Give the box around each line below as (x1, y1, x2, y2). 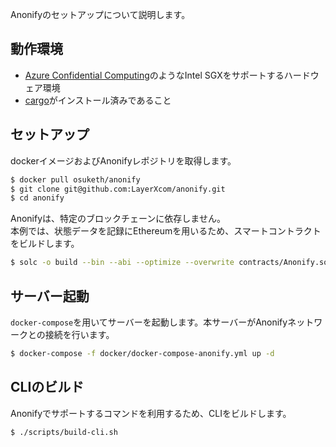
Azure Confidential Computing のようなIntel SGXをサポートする (24, 69, 285, 81)
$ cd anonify (10, 193, 65, 203)
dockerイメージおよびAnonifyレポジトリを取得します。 (10, 154, 237, 167)
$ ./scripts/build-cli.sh (10, 427, 118, 437)
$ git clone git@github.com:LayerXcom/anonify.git (10, 184, 226, 194)
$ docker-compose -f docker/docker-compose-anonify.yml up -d (10, 348, 275, 358)
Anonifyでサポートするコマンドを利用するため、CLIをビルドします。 (10, 407, 292, 419)
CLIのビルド (10, 379, 85, 396)
